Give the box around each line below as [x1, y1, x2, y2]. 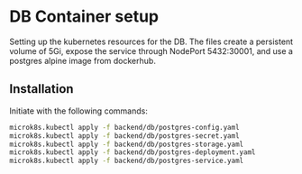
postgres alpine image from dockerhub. [9, 55, 156, 66]
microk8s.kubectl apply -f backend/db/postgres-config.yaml [9, 123, 241, 132]
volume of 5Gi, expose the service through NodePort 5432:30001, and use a [9, 45, 293, 56]
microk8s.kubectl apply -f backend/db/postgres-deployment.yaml [9, 148, 256, 157]
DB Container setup [9, 6, 160, 27]
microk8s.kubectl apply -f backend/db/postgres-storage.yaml [9, 140, 244, 149]
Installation [9, 81, 74, 96]
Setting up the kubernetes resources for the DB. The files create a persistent [9, 36, 294, 47]
